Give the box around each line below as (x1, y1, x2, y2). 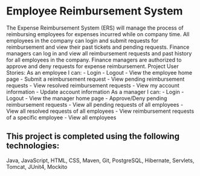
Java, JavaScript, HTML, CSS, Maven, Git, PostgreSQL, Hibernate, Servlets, (6, 157, 195, 164)
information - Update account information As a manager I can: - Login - (6, 88, 184, 95)
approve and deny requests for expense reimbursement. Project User (6, 62, 179, 70)
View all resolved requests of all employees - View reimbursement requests (6, 107, 195, 115)
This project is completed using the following (6, 131, 180, 142)
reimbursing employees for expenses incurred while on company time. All (6, 30, 190, 37)
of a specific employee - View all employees (6, 113, 117, 121)
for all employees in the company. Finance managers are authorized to (6, 56, 182, 63)
